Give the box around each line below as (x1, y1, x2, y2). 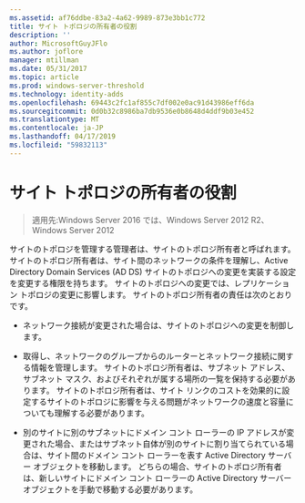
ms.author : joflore (9, 47, 84, 56)
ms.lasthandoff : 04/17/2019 (9, 132, 117, 141)
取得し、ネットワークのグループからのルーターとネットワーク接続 (22, 350, 270, 361)
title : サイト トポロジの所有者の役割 (9, 22, 137, 31)
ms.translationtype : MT (9, 115, 100, 124)
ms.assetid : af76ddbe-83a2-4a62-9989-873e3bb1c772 (9, 13, 206, 23)
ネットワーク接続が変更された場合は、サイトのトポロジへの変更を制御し (22, 320, 294, 331)
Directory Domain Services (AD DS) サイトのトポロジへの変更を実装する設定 (9, 266, 297, 277)
